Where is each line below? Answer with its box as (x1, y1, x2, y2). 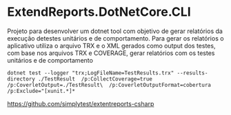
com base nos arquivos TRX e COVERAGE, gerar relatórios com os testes (7, 49, 215, 57)
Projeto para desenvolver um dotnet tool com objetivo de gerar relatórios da (7, 27, 223, 35)
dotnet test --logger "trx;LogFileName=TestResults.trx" (7, 70, 174, 76)
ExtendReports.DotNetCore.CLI (7, 4, 191, 20)
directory (7, 75, 36, 83)
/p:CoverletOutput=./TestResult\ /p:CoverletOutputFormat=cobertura (7, 81, 212, 88)
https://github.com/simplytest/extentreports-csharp (7, 99, 154, 107)
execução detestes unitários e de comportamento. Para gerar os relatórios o (7, 34, 224, 42)
